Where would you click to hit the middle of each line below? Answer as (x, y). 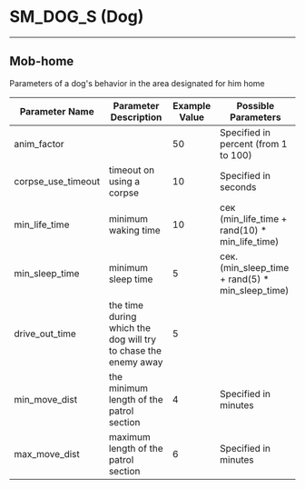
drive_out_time (45, 334)
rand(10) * (243, 230)
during (123, 316)
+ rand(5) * (244, 279)
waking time (134, 230)
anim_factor (39, 144)
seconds (238, 186)
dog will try (133, 339)
